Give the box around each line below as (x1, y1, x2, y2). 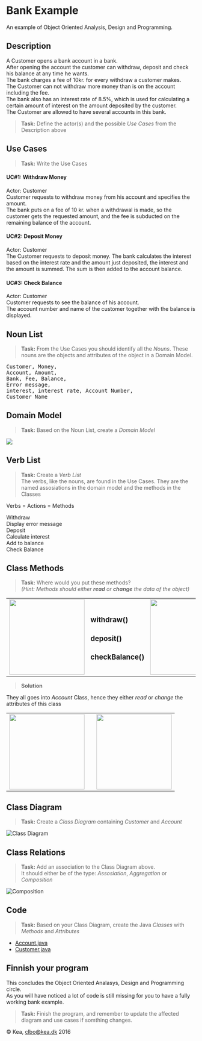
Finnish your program (6, 963, 89, 974)
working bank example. (6, 998, 64, 1005)
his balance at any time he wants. (6, 70, 89, 77)
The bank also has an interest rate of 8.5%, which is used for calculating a (6, 95, 190, 102)
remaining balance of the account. (6, 219, 91, 226)
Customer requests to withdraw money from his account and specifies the (6, 193, 191, 201)
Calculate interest (6, 533, 50, 540)
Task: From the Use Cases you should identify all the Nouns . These (20, 345, 188, 352)
